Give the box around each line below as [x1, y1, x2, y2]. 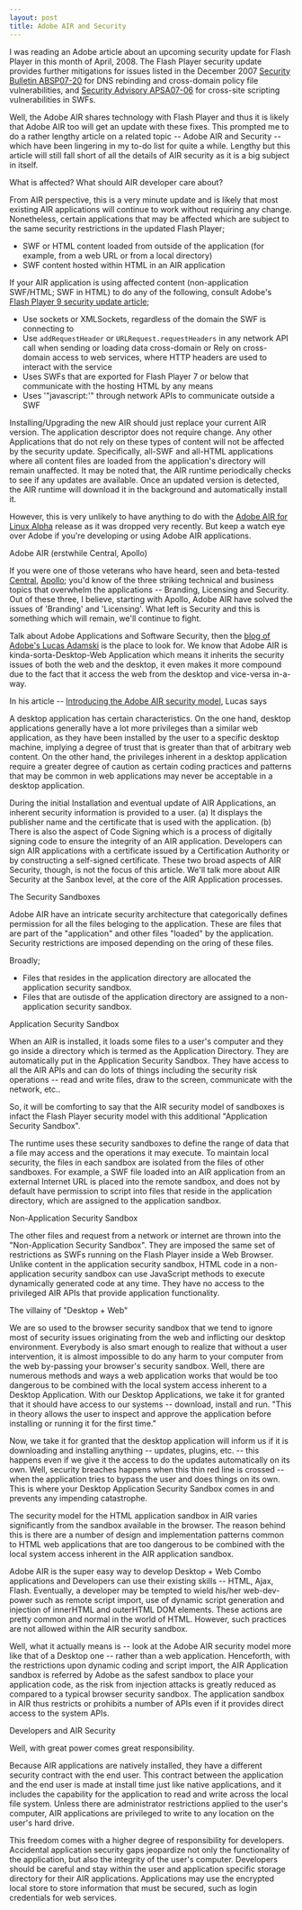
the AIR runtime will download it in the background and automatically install [9, 483, 288, 495]
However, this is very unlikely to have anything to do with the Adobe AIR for [9, 510, 289, 522]
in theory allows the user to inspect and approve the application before [9, 1408, 271, 1419]
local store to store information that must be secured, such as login [9, 1882, 258, 1893]
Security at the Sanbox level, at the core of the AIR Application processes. [9, 874, 283, 885]
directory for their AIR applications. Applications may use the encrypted [9, 1873, 274, 1884]
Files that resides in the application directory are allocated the [22, 972, 252, 983]
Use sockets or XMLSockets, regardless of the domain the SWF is [22, 313, 267, 324]
